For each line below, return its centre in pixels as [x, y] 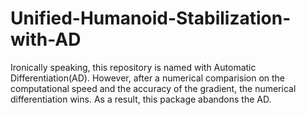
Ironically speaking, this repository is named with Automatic [133, 67]
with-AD [46, 39]
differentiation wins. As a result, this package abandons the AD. [141, 99]
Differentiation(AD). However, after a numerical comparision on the [148, 78]
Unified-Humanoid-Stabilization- [151, 18]
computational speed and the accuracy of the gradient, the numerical [153, 88]
